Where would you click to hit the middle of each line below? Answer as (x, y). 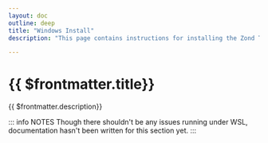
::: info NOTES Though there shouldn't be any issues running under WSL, (128, 122)
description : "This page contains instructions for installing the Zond (132, 38)
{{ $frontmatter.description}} (55, 107)
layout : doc (28, 16)
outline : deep (32, 23)
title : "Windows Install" (51, 30)
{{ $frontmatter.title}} (82, 84)
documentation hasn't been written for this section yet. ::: (102, 131)
